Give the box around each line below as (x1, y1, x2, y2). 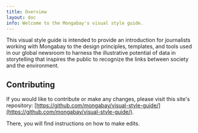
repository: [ (6, 102, 37, 109)
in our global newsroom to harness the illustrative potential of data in (6, 49, 176, 57)
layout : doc (6, 14, 36, 20)
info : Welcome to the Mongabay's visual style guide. (6, 20, 144, 26)
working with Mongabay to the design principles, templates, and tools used (6, 43, 192, 50)
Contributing (6, 79, 55, 90)
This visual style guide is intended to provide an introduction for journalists (6, 37, 191, 44)
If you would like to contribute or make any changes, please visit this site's (6, 96, 190, 103)
